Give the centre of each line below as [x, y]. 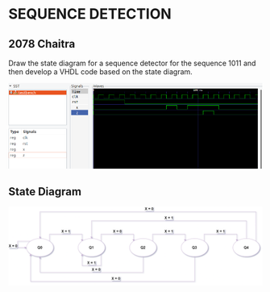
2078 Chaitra [42, 44]
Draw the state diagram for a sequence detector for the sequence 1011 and [132, 63]
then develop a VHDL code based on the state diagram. [101, 72]
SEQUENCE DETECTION [90, 14]
